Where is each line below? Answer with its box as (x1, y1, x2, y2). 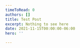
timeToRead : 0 (5, 7, 35, 13)
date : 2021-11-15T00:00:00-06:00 (5, 26, 75, 31)
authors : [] (5, 12, 30, 17)
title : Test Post (5, 17, 42, 22)
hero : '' (5, 31, 24, 36)
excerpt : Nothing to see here (5, 21, 69, 27)
